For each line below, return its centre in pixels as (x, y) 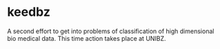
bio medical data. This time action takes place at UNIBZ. (87, 38)
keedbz (29, 12)
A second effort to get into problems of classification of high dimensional (111, 31)
